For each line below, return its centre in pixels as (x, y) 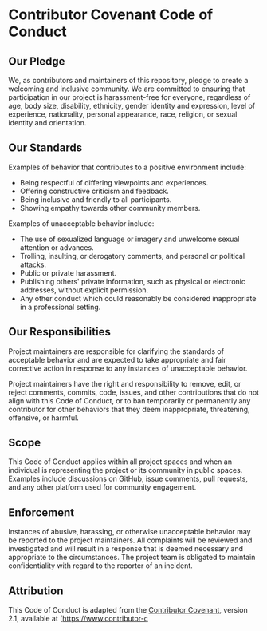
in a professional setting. (60, 307)
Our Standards (45, 148)
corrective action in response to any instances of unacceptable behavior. (128, 368)
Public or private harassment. (68, 272)
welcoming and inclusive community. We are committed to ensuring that (127, 89)
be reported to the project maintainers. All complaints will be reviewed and (130, 540)
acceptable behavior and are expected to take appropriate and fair (117, 359)
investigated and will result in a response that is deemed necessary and (126, 549)
